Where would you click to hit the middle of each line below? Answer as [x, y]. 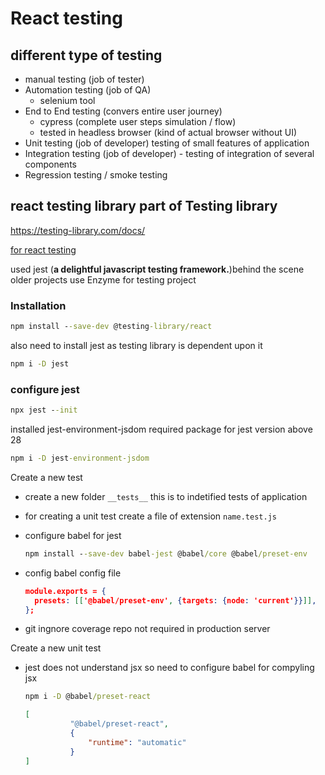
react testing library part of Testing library [144, 206]
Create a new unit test [56, 648]
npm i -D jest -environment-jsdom [80, 458]
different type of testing [86, 55]
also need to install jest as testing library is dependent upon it [136, 345]
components [50, 164]
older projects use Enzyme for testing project [103, 279]
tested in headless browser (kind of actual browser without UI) [168, 132]
